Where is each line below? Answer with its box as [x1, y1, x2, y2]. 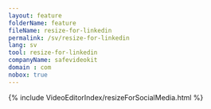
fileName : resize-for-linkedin [8, 26, 112, 34]
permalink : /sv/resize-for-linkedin [8, 33, 130, 42]
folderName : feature [8, 19, 77, 27]
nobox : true [8, 71, 48, 79]
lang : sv [8, 41, 37, 49]
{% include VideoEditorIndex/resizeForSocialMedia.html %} [8, 92, 204, 102]
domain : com [8, 64, 52, 72]
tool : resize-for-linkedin [8, 49, 98, 56]
